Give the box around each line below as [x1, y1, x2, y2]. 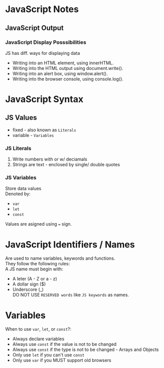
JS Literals [5, 144, 32, 152]
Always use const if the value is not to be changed [12, 341, 117, 347]
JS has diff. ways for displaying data [5, 50, 80, 56]
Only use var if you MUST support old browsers [12, 357, 111, 363]
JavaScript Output [5, 24, 64, 32]
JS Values [5, 113, 37, 122]
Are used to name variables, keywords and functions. [5, 255, 115, 261]
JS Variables [5, 174, 37, 181]
